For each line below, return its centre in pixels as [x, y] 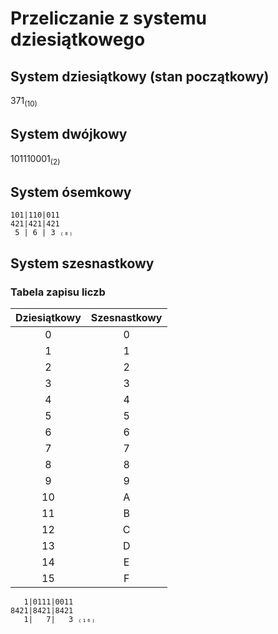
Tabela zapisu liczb [58, 292]
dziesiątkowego [78, 39]
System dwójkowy [69, 134]
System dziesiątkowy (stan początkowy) [140, 76]
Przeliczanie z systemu [108, 18]
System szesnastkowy [82, 263]
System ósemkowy [71, 192]
